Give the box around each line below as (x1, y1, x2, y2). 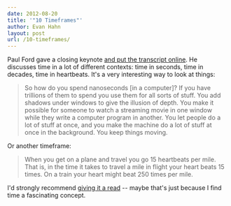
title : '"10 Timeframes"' (7, 17, 83, 24)
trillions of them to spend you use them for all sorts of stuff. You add (24, 91, 221, 100)
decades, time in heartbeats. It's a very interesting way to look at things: (7, 71, 216, 79)
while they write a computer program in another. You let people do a (24, 113, 221, 122)
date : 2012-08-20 (7, 10, 58, 17)
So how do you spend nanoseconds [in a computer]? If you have (24, 84, 211, 92)
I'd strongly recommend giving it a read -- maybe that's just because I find (7, 184, 222, 192)
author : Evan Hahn (7, 23, 61, 30)
